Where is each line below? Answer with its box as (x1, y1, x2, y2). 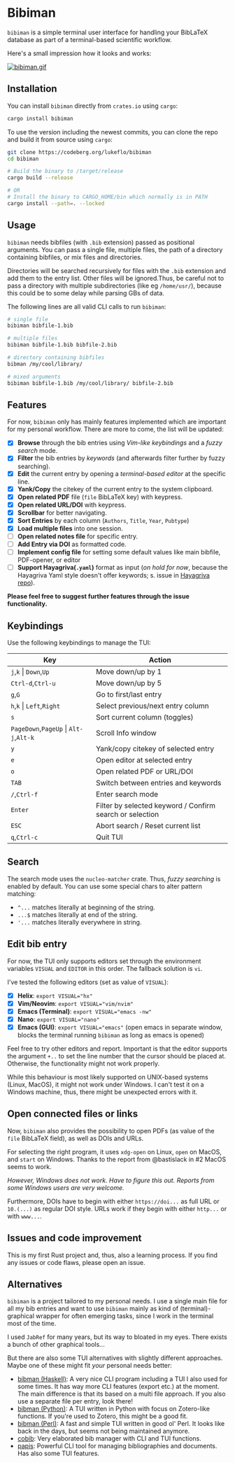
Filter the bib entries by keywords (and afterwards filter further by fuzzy (17, 454, 225, 463)
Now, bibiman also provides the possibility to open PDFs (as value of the (7, 1126, 215, 1135)
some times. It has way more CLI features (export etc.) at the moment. (17, 1382, 220, 1391)
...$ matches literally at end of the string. (17, 910, 138, 918)
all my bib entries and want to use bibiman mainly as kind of (7, 1304, 179, 1313)
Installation (7, 83, 57, 95)
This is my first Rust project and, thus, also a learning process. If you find (7, 1251, 218, 1259)
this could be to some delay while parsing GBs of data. (7, 288, 164, 297)
